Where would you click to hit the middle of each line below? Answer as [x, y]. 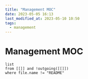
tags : [11, 23]
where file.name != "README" [35, 73]
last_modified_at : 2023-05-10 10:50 [42, 18]
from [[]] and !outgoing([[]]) [37, 69]
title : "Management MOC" [30, 9]
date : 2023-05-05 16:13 [29, 14]
